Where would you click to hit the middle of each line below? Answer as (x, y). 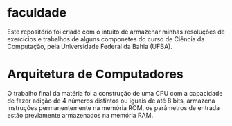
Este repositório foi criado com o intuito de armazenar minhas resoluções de (116, 32)
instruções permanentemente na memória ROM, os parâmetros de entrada (114, 107)
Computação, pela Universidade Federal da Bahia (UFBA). (90, 46)
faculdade (37, 13)
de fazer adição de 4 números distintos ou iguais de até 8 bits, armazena (111, 101)
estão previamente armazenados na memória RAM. (80, 115)
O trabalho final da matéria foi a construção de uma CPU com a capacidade (115, 93)
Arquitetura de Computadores (95, 74)
